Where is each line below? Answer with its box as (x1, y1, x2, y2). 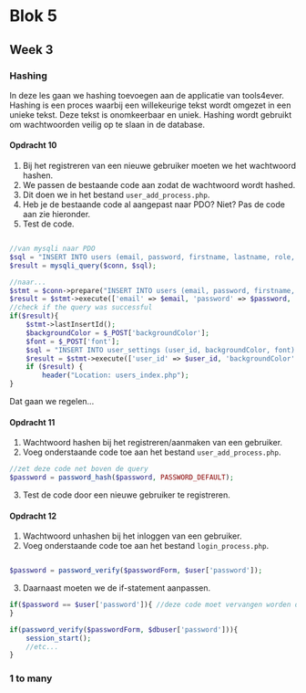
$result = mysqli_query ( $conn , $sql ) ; (9, 261, 157, 270)
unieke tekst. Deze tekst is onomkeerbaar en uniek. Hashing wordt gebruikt (9, 109, 292, 120)
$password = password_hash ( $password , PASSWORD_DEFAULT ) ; (9, 473, 234, 482)
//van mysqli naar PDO (9, 244, 96, 254)
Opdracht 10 (9, 140, 57, 151)
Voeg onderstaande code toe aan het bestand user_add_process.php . (22, 446, 281, 457)
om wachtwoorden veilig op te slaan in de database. (9, 119, 205, 130)
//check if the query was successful (9, 303, 153, 312)
